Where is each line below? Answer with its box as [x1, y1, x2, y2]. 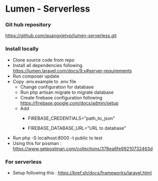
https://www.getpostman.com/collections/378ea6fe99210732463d [12, 146, 153, 152]
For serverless [5, 158, 42, 165]
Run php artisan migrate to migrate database [20, 89, 114, 95]
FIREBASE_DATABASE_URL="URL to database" [27, 125, 127, 131]
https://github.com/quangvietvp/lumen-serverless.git [5, 32, 117, 39]
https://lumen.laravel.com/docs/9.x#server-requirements [12, 67, 132, 74]
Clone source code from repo [12, 57, 75, 63]
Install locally [5, 45, 39, 52]
